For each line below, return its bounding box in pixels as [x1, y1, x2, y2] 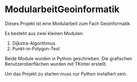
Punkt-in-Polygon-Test [12, 45, 60, 51]
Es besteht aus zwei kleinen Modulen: [5, 30, 84, 36]
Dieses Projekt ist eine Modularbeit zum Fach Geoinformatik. [5, 20, 131, 26]
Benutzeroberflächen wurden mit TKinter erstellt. [5, 61, 107, 67]
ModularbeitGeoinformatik [5, 4, 120, 15]
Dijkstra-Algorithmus [12, 40, 56, 46]
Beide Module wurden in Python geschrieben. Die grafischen [5, 55, 132, 62]
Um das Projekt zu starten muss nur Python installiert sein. [5, 70, 127, 77]
